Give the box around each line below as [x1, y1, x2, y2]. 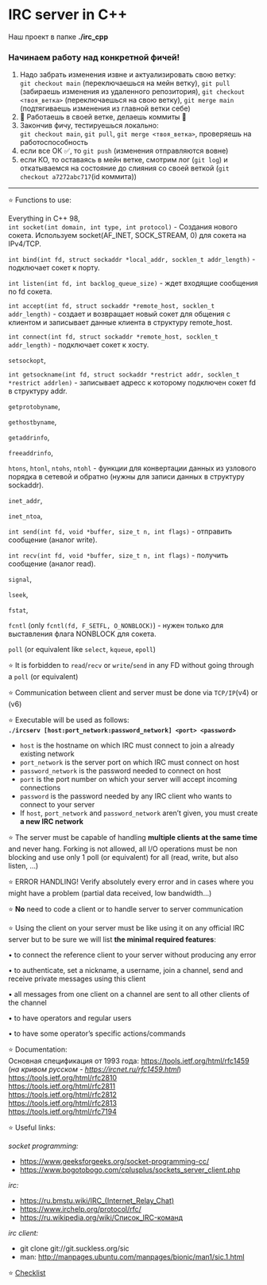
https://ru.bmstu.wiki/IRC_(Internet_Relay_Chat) [19, 1196, 175, 1205]
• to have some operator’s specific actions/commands [8, 1029, 186, 1038]
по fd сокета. [8, 287, 53, 296]
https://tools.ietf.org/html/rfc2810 [8, 1073, 118, 1083]
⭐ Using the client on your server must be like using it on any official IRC [8, 924, 245, 933]
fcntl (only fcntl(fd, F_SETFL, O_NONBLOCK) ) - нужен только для [8, 621, 224, 631]
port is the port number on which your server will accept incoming [19, 775, 238, 784]
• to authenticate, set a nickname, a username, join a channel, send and [8, 966, 244, 975]
